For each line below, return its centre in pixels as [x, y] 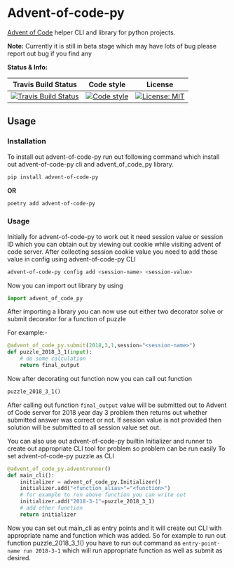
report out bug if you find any [50, 53]
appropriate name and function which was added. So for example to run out [117, 535]
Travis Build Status [45, 84]
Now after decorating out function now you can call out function [100, 378]
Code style [107, 84]
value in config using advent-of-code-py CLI [72, 259]
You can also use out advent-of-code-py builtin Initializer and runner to [110, 441]
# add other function [51, 508]
